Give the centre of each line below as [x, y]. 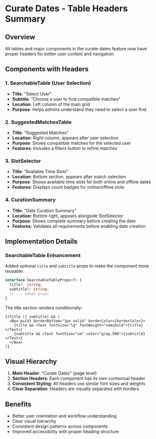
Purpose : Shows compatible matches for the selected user [71, 143]
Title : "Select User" [32, 94]
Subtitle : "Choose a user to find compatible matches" [66, 99]
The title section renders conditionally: [44, 307]
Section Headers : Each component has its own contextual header [78, 378]
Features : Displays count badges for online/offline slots [68, 187]
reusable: [14, 271]
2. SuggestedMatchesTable [38, 122]
